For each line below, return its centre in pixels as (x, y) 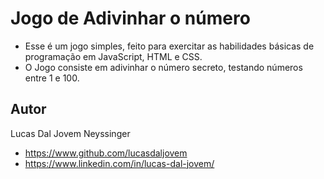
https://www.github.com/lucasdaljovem (106, 153)
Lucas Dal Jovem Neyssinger (70, 133)
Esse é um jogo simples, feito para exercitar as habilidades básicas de (169, 46)
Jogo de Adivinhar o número (130, 18)
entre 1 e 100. (52, 78)
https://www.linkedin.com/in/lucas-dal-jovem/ (119, 163)
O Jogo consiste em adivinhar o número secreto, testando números (163, 67)
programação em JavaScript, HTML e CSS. (113, 56)
